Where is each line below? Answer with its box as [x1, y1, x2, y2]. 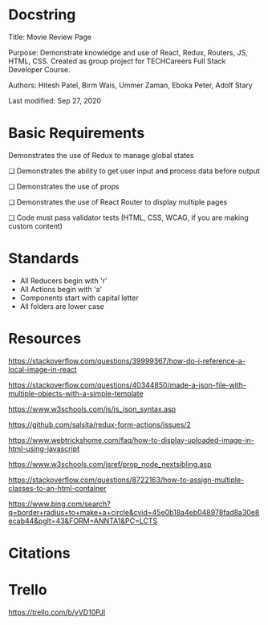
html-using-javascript [8, 444, 80, 453]
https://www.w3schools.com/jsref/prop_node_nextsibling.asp [8, 459, 212, 469]
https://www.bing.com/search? [8, 499, 111, 509]
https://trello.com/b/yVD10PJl [8, 607, 106, 617]
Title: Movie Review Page [8, 32, 92, 42]
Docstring [8, 6, 76, 24]
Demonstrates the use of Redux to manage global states [8, 150, 194, 160]
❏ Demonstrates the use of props [8, 181, 120, 191]
